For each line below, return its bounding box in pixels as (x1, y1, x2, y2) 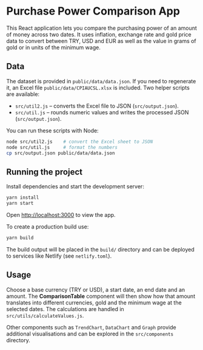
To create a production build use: (6, 223, 89, 230)
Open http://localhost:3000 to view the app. (6, 211, 116, 218)
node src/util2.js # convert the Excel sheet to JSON (6, 139, 153, 145)
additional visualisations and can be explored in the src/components (6, 330, 174, 337)
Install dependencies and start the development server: (6, 183, 144, 190)
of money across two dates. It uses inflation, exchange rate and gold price (6, 30, 192, 38)
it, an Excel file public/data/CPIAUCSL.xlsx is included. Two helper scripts (6, 84, 190, 91)
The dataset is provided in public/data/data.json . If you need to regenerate (6, 77, 196, 84)
